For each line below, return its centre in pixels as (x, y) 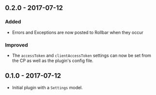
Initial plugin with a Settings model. (47, 87)
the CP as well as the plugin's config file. (53, 61)
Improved (16, 45)
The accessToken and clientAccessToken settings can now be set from (82, 55)
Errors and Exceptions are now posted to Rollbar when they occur (78, 32)
